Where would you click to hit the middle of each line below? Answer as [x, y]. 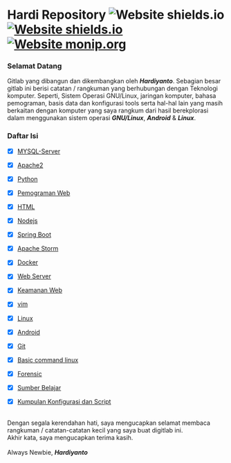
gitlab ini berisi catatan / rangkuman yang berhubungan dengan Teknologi [112, 89]
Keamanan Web [40, 290]
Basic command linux [48, 360]
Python [27, 179]
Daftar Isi [23, 136]
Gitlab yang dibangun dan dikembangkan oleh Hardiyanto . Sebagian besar [114, 81]
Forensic [30, 373]
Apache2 [30, 165]
